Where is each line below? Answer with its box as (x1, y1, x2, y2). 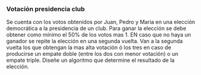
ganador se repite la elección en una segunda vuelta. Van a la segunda (6, 38, 183, 45)
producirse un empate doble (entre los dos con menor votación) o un (6, 50, 179, 58)
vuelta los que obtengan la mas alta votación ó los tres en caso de (6, 44, 171, 51)
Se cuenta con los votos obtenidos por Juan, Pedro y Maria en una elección (6, 19, 196, 26)
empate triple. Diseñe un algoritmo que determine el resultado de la (6, 56, 175, 64)
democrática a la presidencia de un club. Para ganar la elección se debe (6, 25, 186, 32)
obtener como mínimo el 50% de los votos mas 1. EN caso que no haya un (6, 31, 191, 38)
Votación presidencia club (6, 5, 85, 13)
